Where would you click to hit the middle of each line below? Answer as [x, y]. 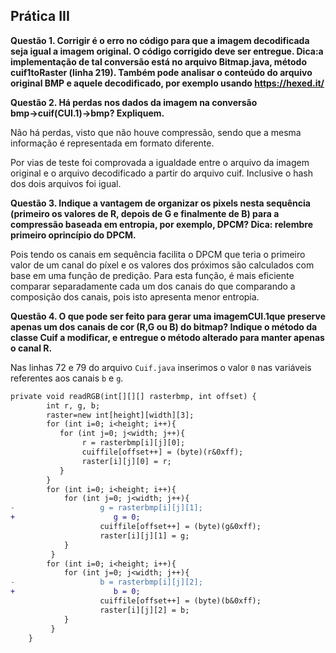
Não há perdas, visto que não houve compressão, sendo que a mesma [156, 132]
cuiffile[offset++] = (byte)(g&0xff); [180, 527]
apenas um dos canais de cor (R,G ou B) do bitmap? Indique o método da [164, 326]
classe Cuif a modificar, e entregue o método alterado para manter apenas [167, 337]
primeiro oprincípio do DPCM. [73, 235]
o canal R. [31, 348]
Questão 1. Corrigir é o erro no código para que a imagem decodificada [160, 40]
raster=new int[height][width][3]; [120, 415]
